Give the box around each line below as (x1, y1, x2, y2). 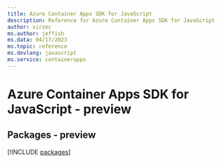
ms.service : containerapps (7, 56, 86, 63)
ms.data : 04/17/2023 (7, 37, 68, 44)
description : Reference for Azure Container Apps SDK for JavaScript (7, 17, 216, 24)
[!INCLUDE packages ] (7, 148, 71, 156)
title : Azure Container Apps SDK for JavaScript (7, 10, 152, 18)
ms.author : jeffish (7, 30, 65, 37)
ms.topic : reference (7, 43, 68, 50)
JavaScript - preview (7, 101, 132, 117)
